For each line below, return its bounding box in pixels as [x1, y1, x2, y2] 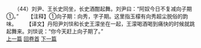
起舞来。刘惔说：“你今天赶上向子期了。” [6, 28, 104, 35]
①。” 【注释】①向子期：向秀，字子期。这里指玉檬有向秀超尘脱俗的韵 [6, 13, 188, 20]
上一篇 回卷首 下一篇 [6, 35, 57, 42]
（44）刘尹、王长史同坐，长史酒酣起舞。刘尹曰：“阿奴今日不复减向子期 [16, 5, 193, 12]
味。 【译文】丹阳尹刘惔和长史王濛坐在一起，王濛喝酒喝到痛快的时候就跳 [6, 20, 195, 27]
